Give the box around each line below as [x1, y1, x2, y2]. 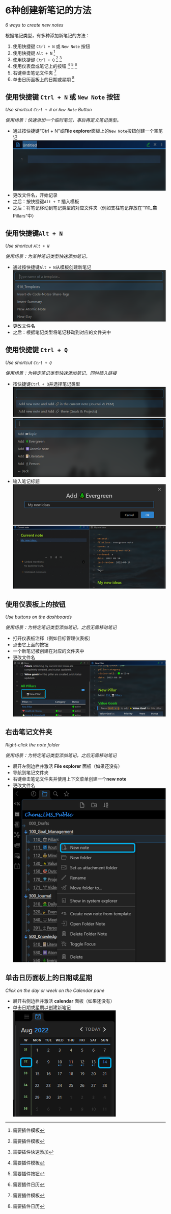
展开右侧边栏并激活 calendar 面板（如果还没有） [12, 998, 115, 1004]
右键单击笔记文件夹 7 [12, 68, 57, 76]
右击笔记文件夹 [5, 728, 52, 737]
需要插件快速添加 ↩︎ [12, 1149, 54, 1155]
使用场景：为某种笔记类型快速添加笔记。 [5, 253, 90, 259]
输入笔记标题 [12, 478, 40, 484]
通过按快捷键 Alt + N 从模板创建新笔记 [12, 264, 92, 271]
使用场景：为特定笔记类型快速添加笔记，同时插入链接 [5, 370, 117, 376]
